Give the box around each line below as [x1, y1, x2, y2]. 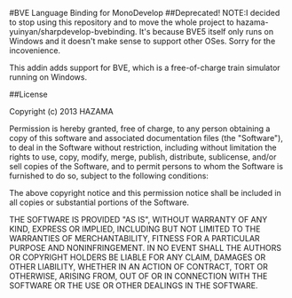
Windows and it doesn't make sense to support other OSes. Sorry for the [9, 35, 276, 46]
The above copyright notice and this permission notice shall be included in [9, 188, 281, 198]
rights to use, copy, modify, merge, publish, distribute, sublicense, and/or [9, 152, 277, 162]
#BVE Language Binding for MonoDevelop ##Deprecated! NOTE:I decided [9, 8, 280, 18]
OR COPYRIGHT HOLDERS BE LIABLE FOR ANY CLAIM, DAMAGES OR [9, 252, 266, 263]
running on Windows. [9, 72, 87, 82]
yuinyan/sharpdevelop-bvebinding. [9, 27, 138, 36]
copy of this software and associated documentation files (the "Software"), [9, 133, 284, 143]
